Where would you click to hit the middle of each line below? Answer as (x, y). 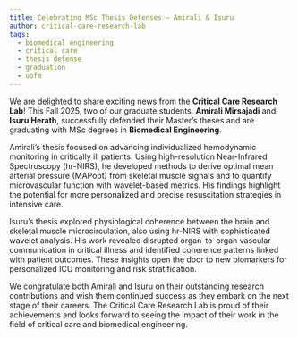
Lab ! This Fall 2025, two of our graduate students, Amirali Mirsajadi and (143, 110)
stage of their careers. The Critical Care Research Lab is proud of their (139, 305)
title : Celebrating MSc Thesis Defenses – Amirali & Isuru (122, 17)
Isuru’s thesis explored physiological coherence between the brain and (140, 221)
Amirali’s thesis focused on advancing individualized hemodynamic (133, 147)
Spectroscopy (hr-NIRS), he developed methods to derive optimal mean (141, 165)
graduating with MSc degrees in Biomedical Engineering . (115, 130)
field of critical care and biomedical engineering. (98, 324)
